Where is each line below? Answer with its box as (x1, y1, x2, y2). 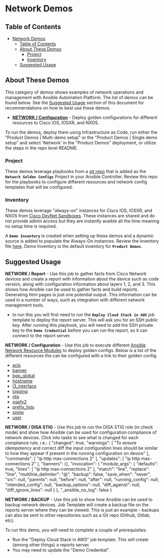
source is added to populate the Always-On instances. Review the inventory (5, 238, 159, 244)
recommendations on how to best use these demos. (5, 105, 111, 111)
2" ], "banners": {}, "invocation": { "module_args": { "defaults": (31, 461, 159, 467)
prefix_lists (12, 404, 34, 410)
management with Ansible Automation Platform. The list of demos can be (5, 94, 154, 100)
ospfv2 (12, 399, 27, 405)
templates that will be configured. (5, 184, 73, 190)
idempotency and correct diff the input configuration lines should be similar (5, 445, 158, 451)
